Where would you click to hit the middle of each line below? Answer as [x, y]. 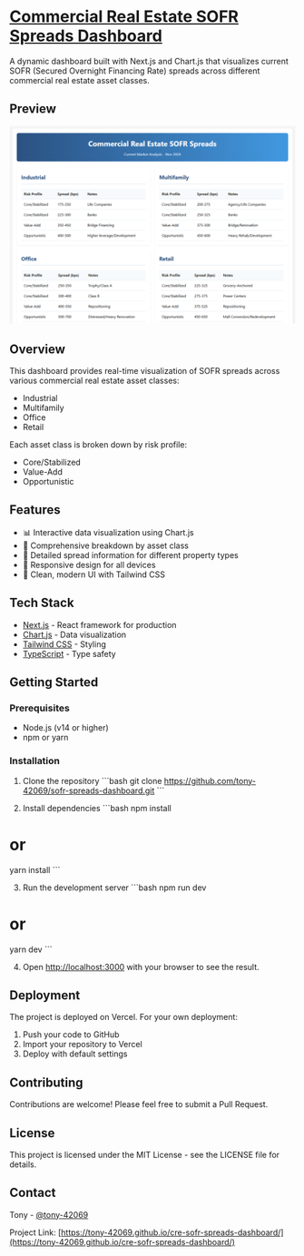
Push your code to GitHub [71, 1035]
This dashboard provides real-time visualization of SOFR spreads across [145, 371]
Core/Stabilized [52, 462]
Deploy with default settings [75, 1054]
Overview [38, 349]
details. [23, 1164]
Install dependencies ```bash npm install [97, 808]
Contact [33, 1193]
